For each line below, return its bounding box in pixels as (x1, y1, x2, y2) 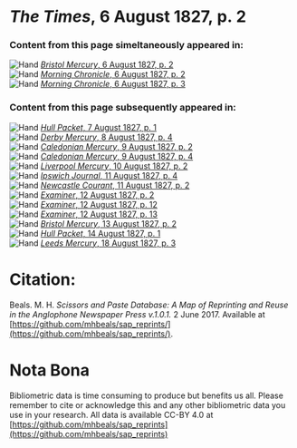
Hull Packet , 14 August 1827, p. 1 (40, 228, 161, 239)
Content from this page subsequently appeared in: (9, 102, 237, 114)
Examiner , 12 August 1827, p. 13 (40, 209, 158, 219)
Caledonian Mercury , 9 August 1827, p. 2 (40, 141, 193, 151)
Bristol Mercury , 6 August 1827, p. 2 (40, 59, 174, 70)
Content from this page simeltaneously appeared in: (9, 39, 244, 52)
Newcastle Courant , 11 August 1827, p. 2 (40, 180, 190, 190)
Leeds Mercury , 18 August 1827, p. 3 (40, 238, 177, 248)
